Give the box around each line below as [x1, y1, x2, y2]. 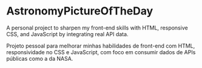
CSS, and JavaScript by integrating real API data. [6, 30, 129, 37]
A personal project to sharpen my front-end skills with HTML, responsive [6, 24, 188, 31]
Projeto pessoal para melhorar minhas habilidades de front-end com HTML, [6, 42, 195, 49]
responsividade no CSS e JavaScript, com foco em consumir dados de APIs [6, 48, 196, 55]
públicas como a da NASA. [6, 55, 73, 62]
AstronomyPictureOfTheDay [6, 4, 153, 18]
